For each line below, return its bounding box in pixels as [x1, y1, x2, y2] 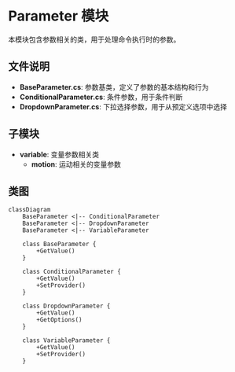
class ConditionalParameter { [22, 268, 122, 276]
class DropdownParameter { [22, 302, 111, 311]
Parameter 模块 [8, 7, 109, 25]
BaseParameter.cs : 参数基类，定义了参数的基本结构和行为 [19, 82, 210, 91]
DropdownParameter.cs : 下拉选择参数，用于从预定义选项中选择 [19, 101, 228, 111]
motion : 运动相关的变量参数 [31, 159, 122, 169]
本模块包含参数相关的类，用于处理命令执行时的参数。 [8, 35, 181, 44]
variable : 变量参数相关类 [19, 149, 100, 159]
